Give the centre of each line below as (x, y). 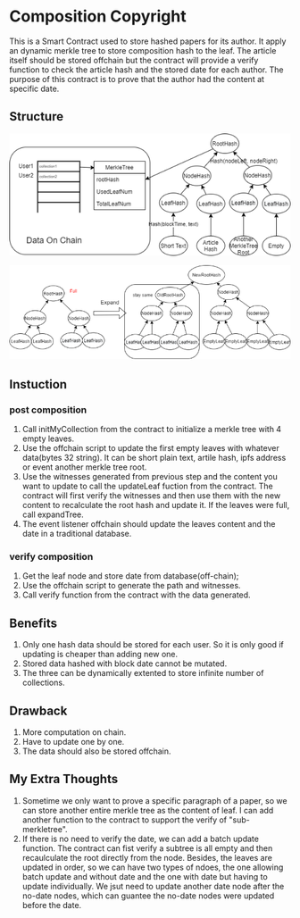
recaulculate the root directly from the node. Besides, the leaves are (147, 857)
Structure (37, 117)
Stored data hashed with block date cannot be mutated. (125, 663)
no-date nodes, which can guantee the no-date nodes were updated (148, 896)
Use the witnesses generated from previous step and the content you (150, 477)
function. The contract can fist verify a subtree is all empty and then (147, 848)
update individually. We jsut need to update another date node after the (153, 886)
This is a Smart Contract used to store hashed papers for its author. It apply (148, 41)
